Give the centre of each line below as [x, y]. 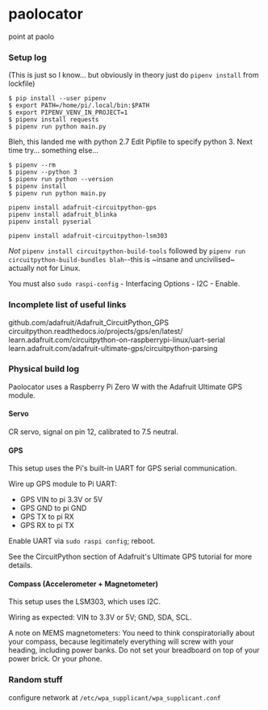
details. [21, 565]
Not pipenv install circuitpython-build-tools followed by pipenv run [127, 251]
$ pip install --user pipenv [57, 99]
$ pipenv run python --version [61, 180]
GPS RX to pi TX [47, 526]
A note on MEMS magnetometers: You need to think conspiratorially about [132, 633]
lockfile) [22, 84]
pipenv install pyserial [50, 222]
